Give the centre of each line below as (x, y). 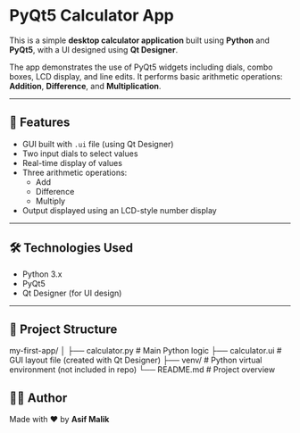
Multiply (50, 201)
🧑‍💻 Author (38, 398)
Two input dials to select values (80, 154)
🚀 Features (40, 123)
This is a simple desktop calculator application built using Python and (140, 40)
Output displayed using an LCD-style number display (119, 210)
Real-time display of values (72, 162)
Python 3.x (42, 274)
